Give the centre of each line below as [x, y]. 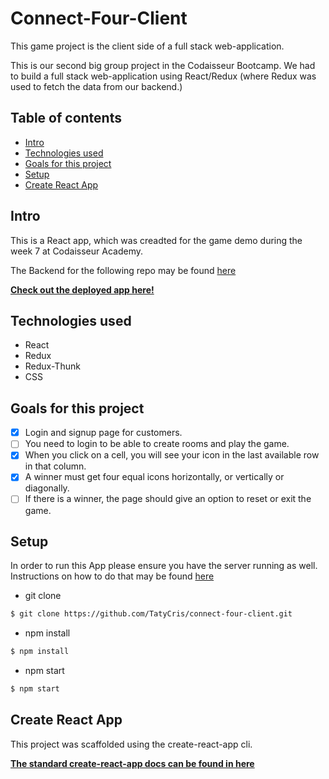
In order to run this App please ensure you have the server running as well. [164, 566]
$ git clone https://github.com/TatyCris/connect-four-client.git [151, 614]
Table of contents [66, 118]
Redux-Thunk [52, 366]
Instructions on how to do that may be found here [112, 576]
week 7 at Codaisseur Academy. [76, 251]
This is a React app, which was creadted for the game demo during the [156, 240]
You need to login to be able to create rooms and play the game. [157, 444]
